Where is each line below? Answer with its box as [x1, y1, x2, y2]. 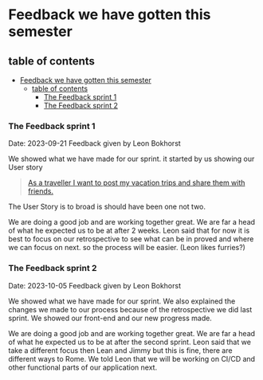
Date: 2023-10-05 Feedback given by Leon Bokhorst [8, 280, 182, 290]
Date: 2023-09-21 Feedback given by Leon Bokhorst [8, 139, 181, 148]
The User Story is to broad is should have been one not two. [8, 202, 206, 212]
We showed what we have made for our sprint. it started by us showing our [8, 154, 255, 164]
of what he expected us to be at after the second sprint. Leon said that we [8, 337, 251, 347]
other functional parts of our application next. [8, 362, 158, 372]
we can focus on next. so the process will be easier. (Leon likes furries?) [8, 243, 245, 253]
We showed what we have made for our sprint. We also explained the [8, 296, 236, 306]
